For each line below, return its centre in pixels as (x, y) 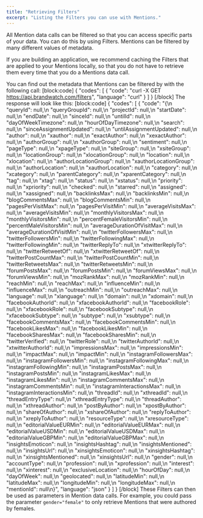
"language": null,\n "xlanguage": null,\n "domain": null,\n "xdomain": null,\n (100, 296)
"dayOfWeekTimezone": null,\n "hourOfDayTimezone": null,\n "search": (95, 122)
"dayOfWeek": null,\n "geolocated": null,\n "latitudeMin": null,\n (85, 476)
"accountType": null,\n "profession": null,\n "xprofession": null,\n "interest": (101, 463)
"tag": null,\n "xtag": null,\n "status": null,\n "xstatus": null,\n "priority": (95, 180)
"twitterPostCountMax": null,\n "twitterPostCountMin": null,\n (83, 257)
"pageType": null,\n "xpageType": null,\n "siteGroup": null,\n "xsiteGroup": (98, 148)
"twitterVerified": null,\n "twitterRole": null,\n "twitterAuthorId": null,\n (93, 341)
